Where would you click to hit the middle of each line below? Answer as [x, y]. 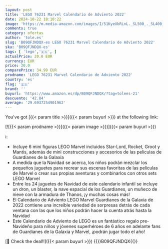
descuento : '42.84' [25, 98]
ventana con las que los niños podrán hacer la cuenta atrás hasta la [82, 210]
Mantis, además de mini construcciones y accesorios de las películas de [87, 152]
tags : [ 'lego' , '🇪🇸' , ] [31, 51]
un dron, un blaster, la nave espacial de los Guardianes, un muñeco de [85, 189]
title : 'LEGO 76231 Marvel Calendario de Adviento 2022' [66, 14]
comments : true [21, 28]
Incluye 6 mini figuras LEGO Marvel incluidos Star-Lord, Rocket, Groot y [86, 147]
